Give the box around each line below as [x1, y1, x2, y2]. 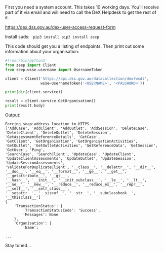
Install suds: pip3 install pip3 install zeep [5, 34, 100, 39]
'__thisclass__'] [5, 195, 41, 200]
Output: [5, 112, 21, 118]
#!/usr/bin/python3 [5, 58, 45, 63]
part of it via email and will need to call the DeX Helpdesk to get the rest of [5, 9, 157, 15]
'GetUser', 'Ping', [5, 147, 45, 152]
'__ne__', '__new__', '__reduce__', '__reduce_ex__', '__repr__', [5, 182, 145, 187]
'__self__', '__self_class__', [5, 186, 70, 191]
